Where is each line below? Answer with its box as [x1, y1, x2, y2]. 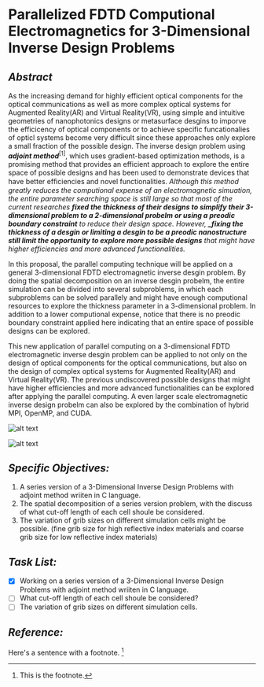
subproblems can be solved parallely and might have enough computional [8, 293, 247, 302]
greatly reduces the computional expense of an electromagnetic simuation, [8, 185, 253, 194]
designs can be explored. [8, 326, 90, 335]
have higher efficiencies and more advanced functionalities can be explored [8, 383, 255, 393]
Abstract [8, 70, 53, 83]
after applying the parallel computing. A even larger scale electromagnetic [8, 391, 248, 401]
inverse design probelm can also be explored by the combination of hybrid [8, 400, 249, 409]
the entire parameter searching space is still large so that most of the [8, 194, 233, 203]
